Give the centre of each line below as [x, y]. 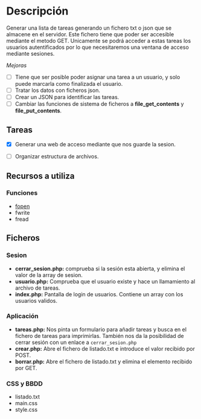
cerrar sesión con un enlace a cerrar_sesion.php [76, 342]
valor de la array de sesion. [49, 275]
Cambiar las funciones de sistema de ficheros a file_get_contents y [99, 104]
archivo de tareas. [37, 288]
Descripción [37, 11]
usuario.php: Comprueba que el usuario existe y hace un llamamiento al [105, 281]
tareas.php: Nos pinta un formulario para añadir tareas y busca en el [101, 329]
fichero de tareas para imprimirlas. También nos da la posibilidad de [99, 336]
